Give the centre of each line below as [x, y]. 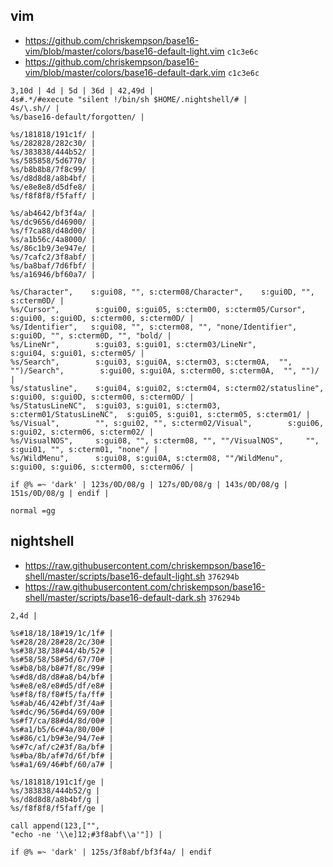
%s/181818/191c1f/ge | [57, 782]
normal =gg [33, 510]
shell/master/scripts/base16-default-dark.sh [115, 597]
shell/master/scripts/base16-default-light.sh [115, 576]
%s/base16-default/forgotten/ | [77, 117]
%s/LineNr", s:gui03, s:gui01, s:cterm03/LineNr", [133, 344]
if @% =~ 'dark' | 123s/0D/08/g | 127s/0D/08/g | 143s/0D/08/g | [149, 484]
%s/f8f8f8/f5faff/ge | [57, 808]
